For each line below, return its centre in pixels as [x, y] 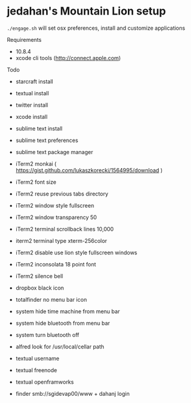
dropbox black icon [40, 288]
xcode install [32, 117]
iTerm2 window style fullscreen [55, 205]
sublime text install [39, 128]
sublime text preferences [47, 140]
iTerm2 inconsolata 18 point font [56, 264]
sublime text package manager [54, 152]
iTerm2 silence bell [39, 276]
